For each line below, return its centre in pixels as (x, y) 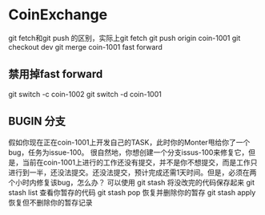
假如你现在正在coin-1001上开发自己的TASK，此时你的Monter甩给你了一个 (129, 142)
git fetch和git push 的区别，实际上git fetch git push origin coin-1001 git (124, 38)
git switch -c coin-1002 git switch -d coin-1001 (85, 94)
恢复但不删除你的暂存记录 (50, 202)
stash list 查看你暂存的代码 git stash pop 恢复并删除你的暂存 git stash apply (132, 192)
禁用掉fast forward (56, 74)
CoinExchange (58, 15)
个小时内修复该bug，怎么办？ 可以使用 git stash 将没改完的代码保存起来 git (131, 182)
